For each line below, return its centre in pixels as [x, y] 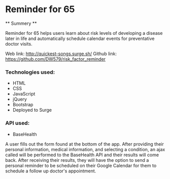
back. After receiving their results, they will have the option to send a [77, 160]
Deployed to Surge [32, 110]
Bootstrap [23, 105]
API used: [18, 123]
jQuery [20, 99]
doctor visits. [19, 43]
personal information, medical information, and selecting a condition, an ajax [85, 149]
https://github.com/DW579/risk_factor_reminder [55, 59]
